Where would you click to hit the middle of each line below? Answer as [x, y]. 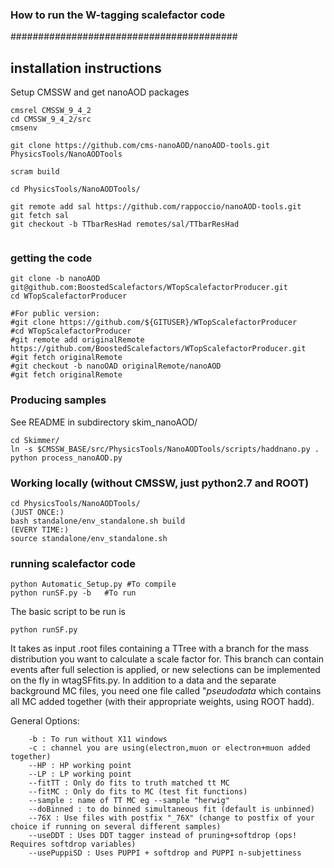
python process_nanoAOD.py [66, 458]
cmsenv [24, 128]
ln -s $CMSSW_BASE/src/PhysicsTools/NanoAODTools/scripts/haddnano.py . [165, 449]
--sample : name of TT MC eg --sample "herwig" [129, 801]
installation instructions [86, 68]
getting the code [51, 258]
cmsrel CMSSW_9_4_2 [51, 111]
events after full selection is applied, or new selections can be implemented [165, 670]
